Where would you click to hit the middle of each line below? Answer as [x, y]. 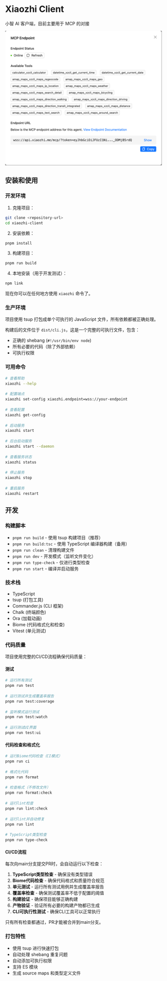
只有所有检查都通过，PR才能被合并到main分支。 [54, 922]
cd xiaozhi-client [24, 223]
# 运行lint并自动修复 [25, 819]
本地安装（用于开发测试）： [40, 273]
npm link [14, 284]
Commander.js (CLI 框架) [38, 606]
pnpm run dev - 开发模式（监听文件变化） [54, 556]
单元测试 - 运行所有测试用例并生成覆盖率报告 [58, 887]
